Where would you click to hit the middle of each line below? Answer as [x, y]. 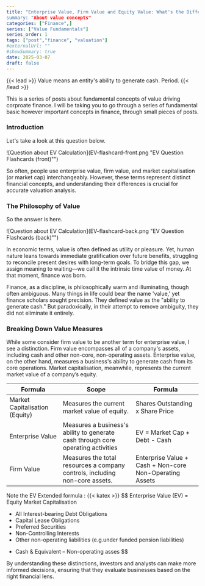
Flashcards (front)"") [32, 159]
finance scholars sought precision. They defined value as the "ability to [96, 300]
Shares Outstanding [164, 404]
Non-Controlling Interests [47, 534]
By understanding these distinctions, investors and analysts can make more [101, 563]
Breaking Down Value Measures [55, 329]
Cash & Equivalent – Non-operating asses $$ [71, 552]
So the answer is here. [34, 220]
